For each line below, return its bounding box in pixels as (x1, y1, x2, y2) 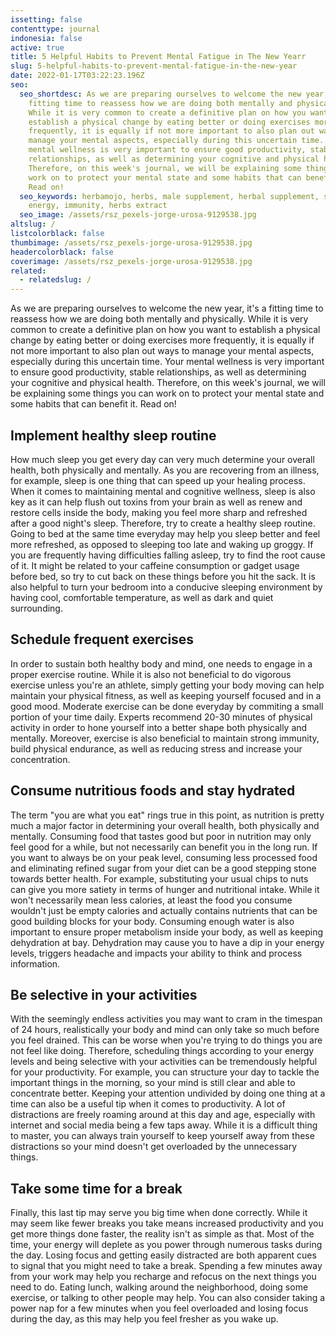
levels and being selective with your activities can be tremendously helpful (10, 1056, 318, 1068)
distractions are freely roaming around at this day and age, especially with (10, 1109, 316, 1121)
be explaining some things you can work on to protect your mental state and (10, 387, 325, 400)
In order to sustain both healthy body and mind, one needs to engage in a (10, 657, 313, 670)
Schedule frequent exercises (10, 631, 195, 648)
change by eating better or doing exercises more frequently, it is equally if (10, 334, 315, 346)
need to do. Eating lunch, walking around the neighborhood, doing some (10, 1281, 309, 1293)
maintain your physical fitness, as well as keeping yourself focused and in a (10, 689, 322, 701)
